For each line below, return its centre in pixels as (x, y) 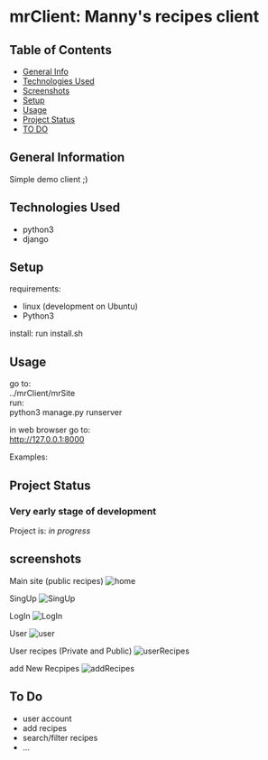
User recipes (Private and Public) (71, 651)
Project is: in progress (50, 531)
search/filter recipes (60, 737)
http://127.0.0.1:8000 (47, 440)
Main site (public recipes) (56, 580)
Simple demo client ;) (49, 179)
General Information (67, 158)
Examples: (28, 457)
